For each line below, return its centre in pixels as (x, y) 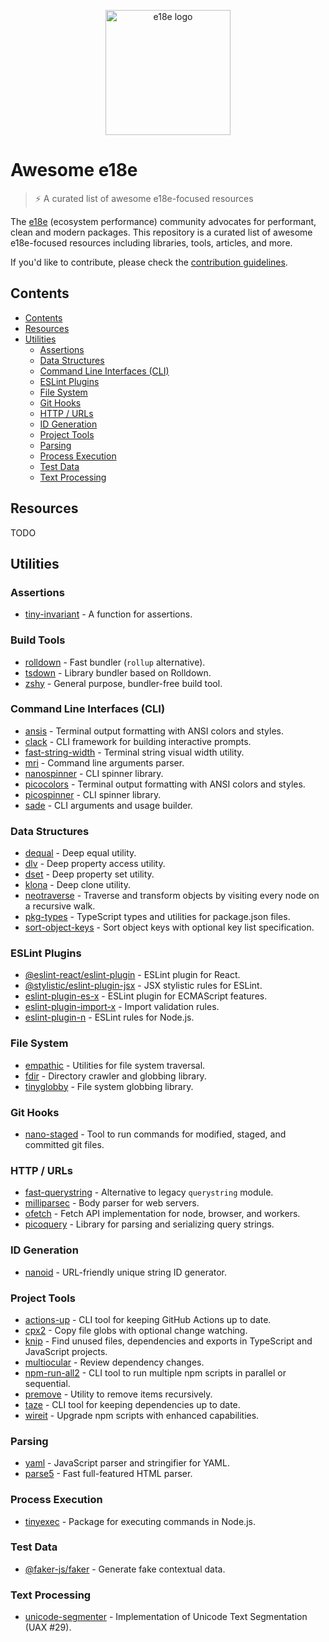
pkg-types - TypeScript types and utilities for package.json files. (157, 917)
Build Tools (38, 640)
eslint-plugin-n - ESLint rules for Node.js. (109, 1017)
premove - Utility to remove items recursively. (118, 1394)
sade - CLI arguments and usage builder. (108, 805)
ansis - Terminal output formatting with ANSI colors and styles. (154, 731)
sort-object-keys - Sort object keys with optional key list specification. (169, 927)
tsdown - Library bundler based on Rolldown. (118, 672)
